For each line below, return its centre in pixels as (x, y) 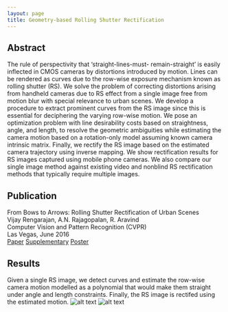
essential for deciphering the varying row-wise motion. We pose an (102, 116)
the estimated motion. (38, 302)
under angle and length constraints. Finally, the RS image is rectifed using (111, 294)
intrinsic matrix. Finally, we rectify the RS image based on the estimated (108, 145)
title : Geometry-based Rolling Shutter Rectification (86, 20)
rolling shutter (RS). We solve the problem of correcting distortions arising (112, 86)
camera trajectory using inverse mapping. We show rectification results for (113, 152)
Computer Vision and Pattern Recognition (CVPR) (77, 227)
